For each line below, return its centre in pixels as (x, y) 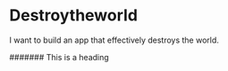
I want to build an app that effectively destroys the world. (114, 40)
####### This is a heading (59, 57)
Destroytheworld (74, 16)
